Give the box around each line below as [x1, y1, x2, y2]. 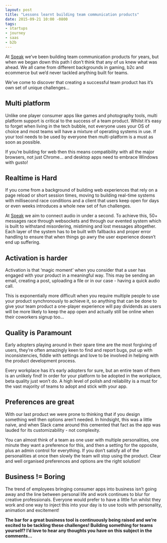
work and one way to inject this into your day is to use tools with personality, [5, 501, 162, 508]
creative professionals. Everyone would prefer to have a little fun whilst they [5, 496, 161, 502]
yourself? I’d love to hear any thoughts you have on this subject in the [5, 527, 152, 533]
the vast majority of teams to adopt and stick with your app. [5, 383, 128, 389]
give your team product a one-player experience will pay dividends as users [5, 303, 162, 309]
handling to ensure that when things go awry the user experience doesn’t [5, 234, 156, 240]
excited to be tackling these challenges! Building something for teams [5, 522, 153, 528]
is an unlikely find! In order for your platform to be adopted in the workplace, [5, 373, 162, 378]
